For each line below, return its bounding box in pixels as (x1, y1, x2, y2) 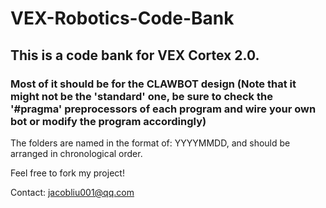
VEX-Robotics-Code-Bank (10, 7, 235, 30)
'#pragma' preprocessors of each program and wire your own (10, 102, 317, 116)
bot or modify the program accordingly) (10, 114, 207, 128)
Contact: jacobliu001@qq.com (10, 186, 135, 198)
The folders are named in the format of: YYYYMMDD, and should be (10, 137, 291, 149)
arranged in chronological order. (10, 147, 143, 159)
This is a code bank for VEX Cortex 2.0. (10, 47, 260, 64)
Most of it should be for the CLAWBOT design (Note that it (10, 77, 297, 91)
